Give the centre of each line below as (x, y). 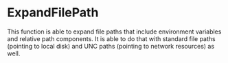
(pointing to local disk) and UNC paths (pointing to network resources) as (111, 46)
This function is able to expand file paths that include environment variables (114, 32)
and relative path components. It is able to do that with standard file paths (111, 38)
